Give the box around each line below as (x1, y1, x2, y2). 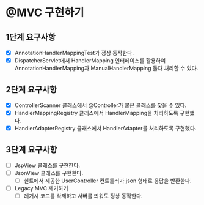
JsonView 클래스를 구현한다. (14, 170, 84, 176)
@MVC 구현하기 (5, 6, 84, 20)
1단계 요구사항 (5, 32, 56, 42)
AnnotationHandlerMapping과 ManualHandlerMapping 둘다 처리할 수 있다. (14, 65, 199, 72)
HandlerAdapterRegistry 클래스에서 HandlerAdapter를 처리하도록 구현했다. (14, 125, 197, 132)
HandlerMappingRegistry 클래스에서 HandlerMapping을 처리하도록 (14, 110, 178, 116)
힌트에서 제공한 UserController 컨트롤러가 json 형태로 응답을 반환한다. (23, 177, 192, 184)
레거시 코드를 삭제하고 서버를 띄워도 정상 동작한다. (23, 192, 143, 199)
